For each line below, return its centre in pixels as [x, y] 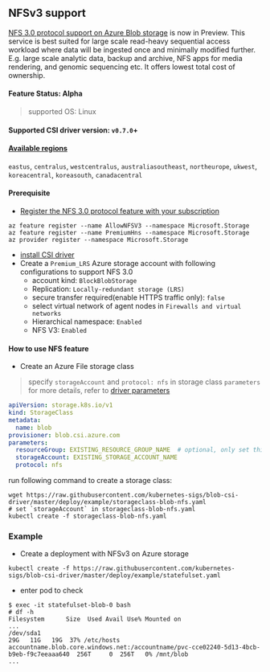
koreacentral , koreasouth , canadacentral [76, 174]
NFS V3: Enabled [59, 330]
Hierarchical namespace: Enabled [87, 322]
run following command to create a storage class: [90, 481]
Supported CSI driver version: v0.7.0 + [73, 130]
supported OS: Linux [62, 112]
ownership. [27, 75]
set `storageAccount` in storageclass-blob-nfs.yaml [106, 510]
